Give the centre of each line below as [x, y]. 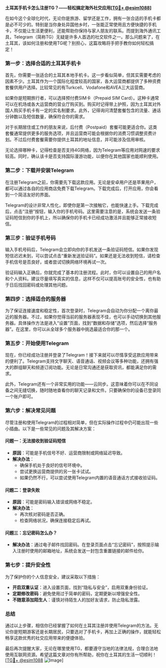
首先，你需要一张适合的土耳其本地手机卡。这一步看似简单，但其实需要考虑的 [83, 75]
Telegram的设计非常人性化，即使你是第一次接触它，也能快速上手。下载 [77, 205]
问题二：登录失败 [22, 490]
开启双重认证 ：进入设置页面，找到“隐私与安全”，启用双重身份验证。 [81, 587]
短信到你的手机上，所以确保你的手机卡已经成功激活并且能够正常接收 [83, 217]
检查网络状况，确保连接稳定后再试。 [57, 521]
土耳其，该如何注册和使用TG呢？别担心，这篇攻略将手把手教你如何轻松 [77, 43]
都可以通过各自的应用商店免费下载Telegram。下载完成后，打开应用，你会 [80, 188]
